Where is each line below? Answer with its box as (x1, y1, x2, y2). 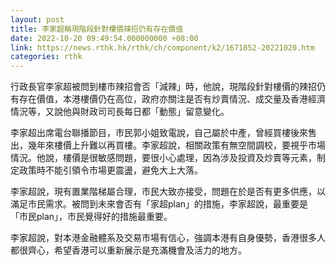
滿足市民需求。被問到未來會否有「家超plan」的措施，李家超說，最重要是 (10, 198, 309, 210)
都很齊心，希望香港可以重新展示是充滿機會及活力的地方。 (10, 244, 247, 256)
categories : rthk (10, 52, 83, 62)
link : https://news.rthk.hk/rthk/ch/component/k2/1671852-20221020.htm (10, 42, 315, 53)
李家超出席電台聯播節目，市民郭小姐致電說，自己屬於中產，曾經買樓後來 (10, 127, 308, 139)
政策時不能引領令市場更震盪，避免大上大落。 (18, 164, 203, 176)
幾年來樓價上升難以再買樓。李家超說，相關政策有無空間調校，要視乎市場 (27, 139, 326, 151)
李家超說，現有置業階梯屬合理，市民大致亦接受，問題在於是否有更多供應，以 (10, 186, 326, 198)
